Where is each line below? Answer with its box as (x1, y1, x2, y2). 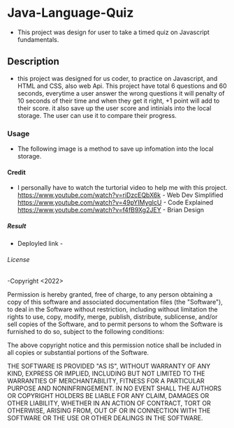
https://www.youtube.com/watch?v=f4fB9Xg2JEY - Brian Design (17, 206, 205, 214)
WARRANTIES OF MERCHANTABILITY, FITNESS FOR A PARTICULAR (7, 377, 205, 385)
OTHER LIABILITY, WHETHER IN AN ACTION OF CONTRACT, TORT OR (7, 399, 211, 408)
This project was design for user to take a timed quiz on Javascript (17, 28, 210, 36)
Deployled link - (17, 239, 64, 248)
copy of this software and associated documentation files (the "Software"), (7, 298, 224, 307)
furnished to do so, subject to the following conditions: (7, 327, 164, 336)
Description (7, 56, 59, 68)
